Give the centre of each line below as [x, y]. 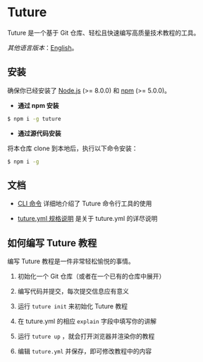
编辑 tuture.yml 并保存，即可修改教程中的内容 [85, 351]
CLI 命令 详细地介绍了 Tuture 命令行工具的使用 [85, 204]
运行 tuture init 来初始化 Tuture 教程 [73, 306]
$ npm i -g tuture [34, 119]
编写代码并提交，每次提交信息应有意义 [73, 291]
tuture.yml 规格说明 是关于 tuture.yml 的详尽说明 [87, 219]
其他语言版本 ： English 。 [43, 47]
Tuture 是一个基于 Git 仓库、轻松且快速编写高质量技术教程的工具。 [104, 32]
